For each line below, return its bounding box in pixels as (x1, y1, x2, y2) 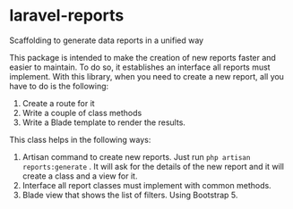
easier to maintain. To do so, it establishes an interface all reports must (9, 62, 271, 72)
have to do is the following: (9, 80, 109, 91)
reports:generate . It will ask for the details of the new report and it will (22, 161, 285, 171)
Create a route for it (22, 97, 96, 108)
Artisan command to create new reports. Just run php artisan (22, 151, 251, 162)
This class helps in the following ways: (9, 134, 151, 145)
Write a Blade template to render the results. (22, 117, 186, 128)
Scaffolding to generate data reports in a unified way (9, 35, 204, 46)
